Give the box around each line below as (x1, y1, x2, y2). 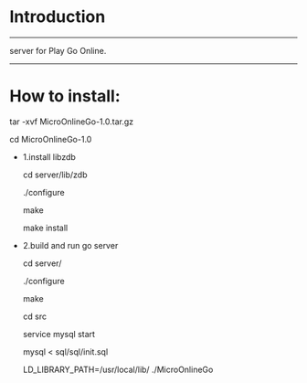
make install (22, 222, 69, 233)
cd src (22, 311, 48, 322)
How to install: (9, 86, 121, 107)
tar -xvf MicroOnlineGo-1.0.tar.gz (9, 116, 134, 127)
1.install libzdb (22, 151, 76, 162)
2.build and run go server (22, 239, 119, 250)
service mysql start (22, 328, 96, 339)
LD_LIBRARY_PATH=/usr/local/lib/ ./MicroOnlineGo (22, 364, 214, 375)
